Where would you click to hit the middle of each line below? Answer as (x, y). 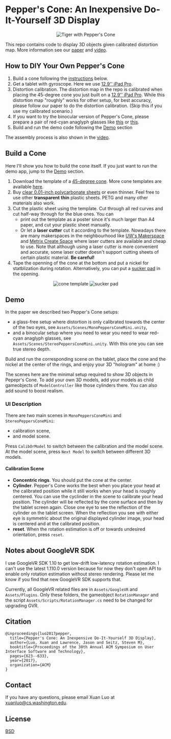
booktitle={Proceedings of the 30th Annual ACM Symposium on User (82, 647)
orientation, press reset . (38, 535)
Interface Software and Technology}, (45, 651)
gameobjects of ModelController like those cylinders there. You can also (81, 385)
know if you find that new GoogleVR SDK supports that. (63, 579)
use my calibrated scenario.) (43, 111)
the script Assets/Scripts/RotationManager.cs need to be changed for (79, 600)
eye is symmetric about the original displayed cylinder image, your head (88, 518)
